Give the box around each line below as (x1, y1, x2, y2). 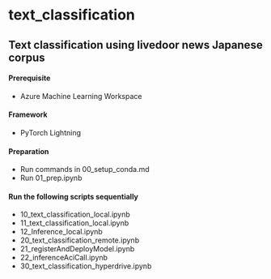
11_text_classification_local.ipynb (19, 218, 129, 228)
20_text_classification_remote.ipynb (19, 235, 140, 245)
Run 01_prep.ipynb (19, 173, 83, 183)
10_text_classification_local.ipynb (19, 209, 131, 220)
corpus (8, 50, 46, 64)
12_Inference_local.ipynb (19, 227, 103, 237)
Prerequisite (8, 73, 51, 83)
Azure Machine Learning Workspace (19, 91, 142, 101)
